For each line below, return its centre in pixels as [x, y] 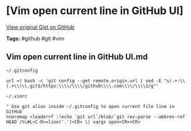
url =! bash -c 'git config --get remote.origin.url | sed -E [84, 80]
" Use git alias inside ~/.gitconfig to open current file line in [91, 106]
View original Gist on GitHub [40, 27]
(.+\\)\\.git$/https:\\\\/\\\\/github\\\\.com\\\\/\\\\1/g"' [83, 86]
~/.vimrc [17, 96]
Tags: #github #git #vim [35, 38]
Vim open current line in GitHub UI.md [77, 57]
